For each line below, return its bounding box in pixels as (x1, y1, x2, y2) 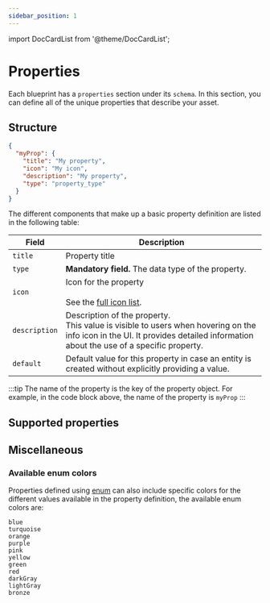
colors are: (8, 503, 44, 513)
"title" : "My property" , (22, 157, 106, 165)
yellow (8, 554, 31, 562)
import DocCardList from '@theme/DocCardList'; (8, 34, 170, 44)
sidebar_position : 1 (8, 11, 78, 20)
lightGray (8, 582, 42, 590)
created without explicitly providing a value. (65, 364, 230, 375)
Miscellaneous (8, 443, 84, 457)
